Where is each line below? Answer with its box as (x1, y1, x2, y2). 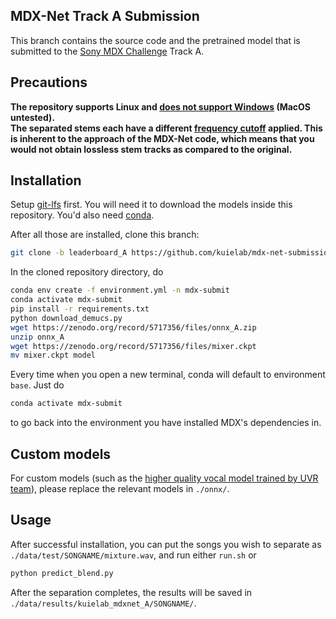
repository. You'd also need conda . (10, 209, 155, 221)
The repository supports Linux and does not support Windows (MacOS (10, 100, 312, 113)
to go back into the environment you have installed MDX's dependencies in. (10, 417, 322, 429)
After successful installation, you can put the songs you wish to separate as (10, 538, 322, 550)
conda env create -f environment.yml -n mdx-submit (10, 285, 230, 296)
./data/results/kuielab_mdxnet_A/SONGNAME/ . (10, 597, 197, 609)
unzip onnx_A (10, 332, 65, 342)
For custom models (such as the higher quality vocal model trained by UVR (10, 472, 319, 484)
